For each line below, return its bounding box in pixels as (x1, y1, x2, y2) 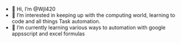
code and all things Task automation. (11, 18, 101, 24)
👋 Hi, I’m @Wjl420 (11, 6, 56, 12)
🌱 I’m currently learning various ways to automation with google (11, 24, 166, 31)
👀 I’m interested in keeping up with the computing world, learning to (11, 12, 176, 19)
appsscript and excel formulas (11, 30, 85, 37)
